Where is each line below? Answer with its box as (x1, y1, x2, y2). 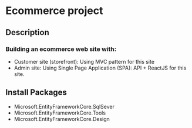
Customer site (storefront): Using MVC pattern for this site (14, 58, 155, 65)
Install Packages (5, 88, 67, 98)
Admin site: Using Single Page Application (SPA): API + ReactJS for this (14, 64, 187, 71)
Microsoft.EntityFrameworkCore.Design (14, 115, 110, 122)
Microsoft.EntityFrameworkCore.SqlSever (14, 103, 115, 110)
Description (5, 27, 49, 37)
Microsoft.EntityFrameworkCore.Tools (14, 109, 106, 116)
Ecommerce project (5, 4, 103, 18)
